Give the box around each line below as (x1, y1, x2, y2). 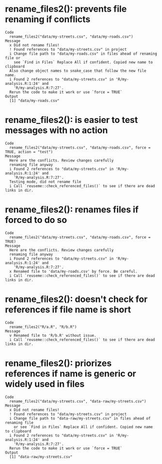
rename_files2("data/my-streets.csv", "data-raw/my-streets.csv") (9, 399, 146, 403)
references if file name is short (5, 304, 131, 315)
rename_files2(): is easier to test (5, 115, 138, 125)
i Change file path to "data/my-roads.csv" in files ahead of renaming (9, 51, 158, 56)
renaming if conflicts (5, 14, 91, 25)
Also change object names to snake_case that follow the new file (9, 68, 146, 73)
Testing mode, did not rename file (9, 179, 81, 184)
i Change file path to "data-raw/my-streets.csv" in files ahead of (9, 416, 151, 421)
